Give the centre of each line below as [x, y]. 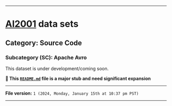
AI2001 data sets [42, 24]
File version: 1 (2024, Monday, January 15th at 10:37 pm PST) [72, 93]
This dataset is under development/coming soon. [57, 68]
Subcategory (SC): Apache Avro [46, 57]
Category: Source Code [44, 43]
